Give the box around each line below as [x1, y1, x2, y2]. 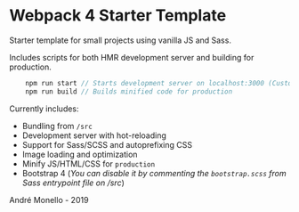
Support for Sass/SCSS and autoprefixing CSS [21, 139, 193, 150]
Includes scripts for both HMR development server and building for [9, 52, 255, 62]
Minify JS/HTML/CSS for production [21, 158, 156, 169]
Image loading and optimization [21, 149, 138, 159]
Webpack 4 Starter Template [9, 5, 227, 26]
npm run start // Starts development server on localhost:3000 [25, 78, 265, 87]
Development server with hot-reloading [21, 130, 166, 141]
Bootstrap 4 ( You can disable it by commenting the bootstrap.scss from [21, 167, 287, 178]
